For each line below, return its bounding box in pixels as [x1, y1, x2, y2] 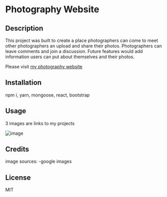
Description [5, 24, 43, 33]
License [5, 173, 31, 182]
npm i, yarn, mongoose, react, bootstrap [5, 92, 90, 98]
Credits [5, 145, 30, 154]
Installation [5, 78, 42, 87]
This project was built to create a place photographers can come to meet [5, 37, 158, 43]
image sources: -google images [5, 158, 72, 164]
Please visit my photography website [5, 64, 82, 69]
